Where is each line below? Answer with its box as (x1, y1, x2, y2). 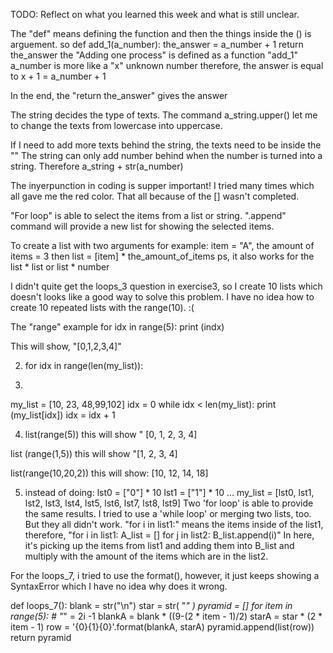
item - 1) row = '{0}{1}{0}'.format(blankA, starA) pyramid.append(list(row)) (10, 621, 315, 633)
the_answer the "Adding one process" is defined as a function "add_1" (10, 49, 298, 61)
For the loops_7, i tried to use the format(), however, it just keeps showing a (10, 570, 320, 581)
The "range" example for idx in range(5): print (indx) (10, 321, 225, 333)
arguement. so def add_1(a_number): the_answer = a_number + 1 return (10, 39, 304, 50)
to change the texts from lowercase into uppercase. (10, 120, 223, 131)
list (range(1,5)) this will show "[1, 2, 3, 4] (10, 448, 178, 459)
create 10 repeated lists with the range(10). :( (10, 302, 195, 313)
